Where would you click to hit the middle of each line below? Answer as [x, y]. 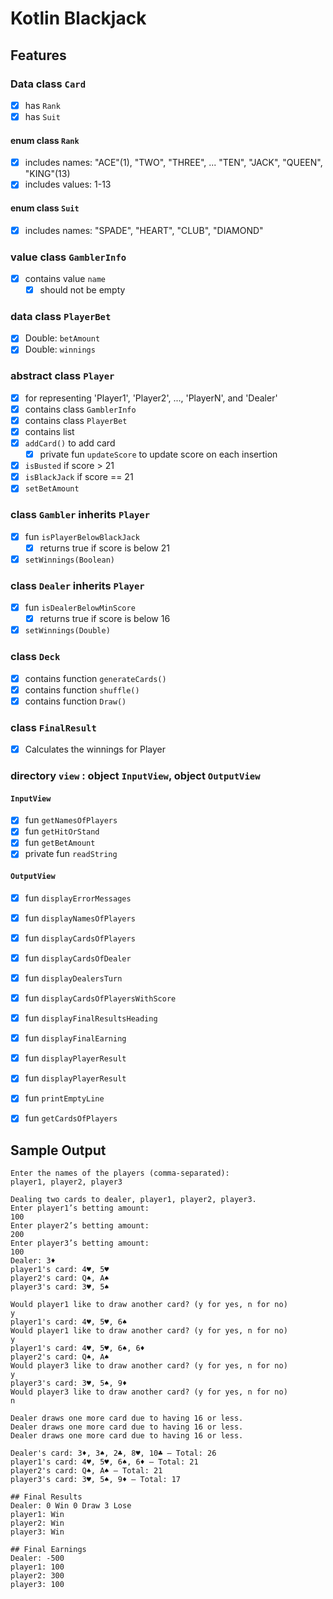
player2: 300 [37, 1576]
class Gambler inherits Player [80, 515]
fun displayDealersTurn [73, 978]
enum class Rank [45, 140]
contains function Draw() [75, 701]
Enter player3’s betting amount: [80, 1243]
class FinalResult [53, 727]
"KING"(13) [47, 174]
